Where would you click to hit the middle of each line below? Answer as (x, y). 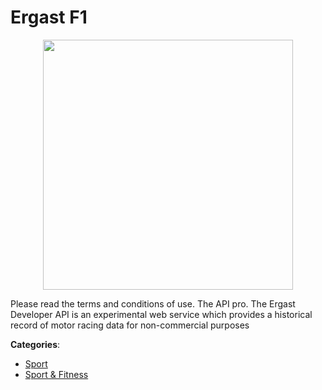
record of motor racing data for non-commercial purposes (130, 325)
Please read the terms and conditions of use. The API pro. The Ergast (153, 303)
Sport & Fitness (56, 374)
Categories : (35, 344)
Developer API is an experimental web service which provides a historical (161, 314)
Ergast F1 (49, 17)
